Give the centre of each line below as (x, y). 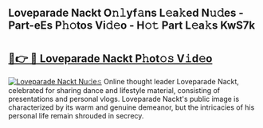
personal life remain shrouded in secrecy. (76, 116)
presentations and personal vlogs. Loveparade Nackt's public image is (124, 99)
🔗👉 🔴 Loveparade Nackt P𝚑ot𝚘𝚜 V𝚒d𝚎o (110, 58)
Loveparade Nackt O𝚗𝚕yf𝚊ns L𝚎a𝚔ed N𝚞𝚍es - (126, 13)
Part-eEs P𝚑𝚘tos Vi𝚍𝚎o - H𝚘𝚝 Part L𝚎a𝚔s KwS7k (132, 26)
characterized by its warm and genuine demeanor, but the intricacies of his (131, 107)
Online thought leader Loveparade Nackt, (171, 81)
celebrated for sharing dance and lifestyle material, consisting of (114, 90)
